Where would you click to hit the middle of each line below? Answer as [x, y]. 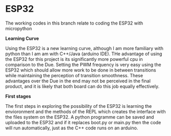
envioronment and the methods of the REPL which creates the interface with [86, 111]
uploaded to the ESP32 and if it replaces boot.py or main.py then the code [83, 122]
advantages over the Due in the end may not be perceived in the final [78, 81]
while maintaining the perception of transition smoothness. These [74, 75]
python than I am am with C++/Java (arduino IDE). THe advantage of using [84, 54]
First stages [18, 96]
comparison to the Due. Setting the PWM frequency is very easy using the [83, 64]
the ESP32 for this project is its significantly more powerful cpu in [74, 59]
